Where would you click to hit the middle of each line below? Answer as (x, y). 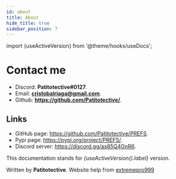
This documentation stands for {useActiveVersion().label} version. (88, 158)
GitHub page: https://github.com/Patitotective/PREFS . (82, 133)
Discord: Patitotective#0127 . (51, 87)
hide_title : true (28, 23)
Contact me (36, 70)
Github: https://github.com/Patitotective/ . (68, 100)
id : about (19, 12)
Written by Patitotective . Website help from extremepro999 (80, 170)
